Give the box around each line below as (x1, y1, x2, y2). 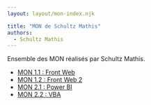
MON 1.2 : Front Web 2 (17, 76, 83, 84)
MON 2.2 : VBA (17, 90, 61, 99)
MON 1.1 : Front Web (17, 68, 75, 76)
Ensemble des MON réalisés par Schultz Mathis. (7, 55, 145, 63)
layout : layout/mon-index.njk (7, 10, 95, 17)
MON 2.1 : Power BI (17, 83, 73, 91)
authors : (7, 29, 33, 36)
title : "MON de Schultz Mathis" (7, 22, 101, 30)
